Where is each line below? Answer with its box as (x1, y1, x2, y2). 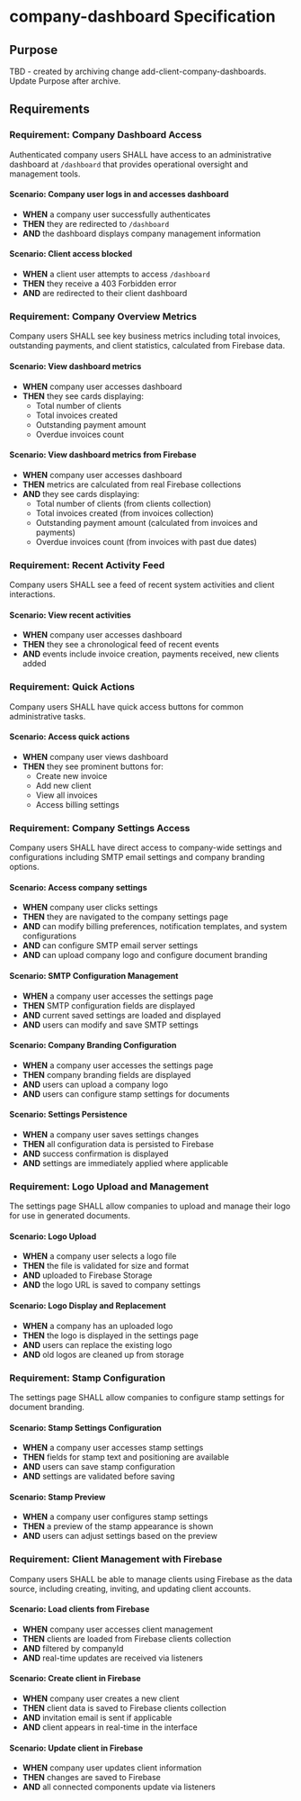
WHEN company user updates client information (22, 1762, 202, 1773)
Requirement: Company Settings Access (9, 821, 190, 834)
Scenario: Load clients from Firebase (9, 1604, 150, 1615)
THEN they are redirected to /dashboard (22, 218, 170, 229)
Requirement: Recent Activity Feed (9, 558, 165, 571)
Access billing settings (35, 799, 120, 810)
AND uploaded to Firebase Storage (22, 1270, 153, 1281)
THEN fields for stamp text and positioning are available (22, 1452, 229, 1462)
